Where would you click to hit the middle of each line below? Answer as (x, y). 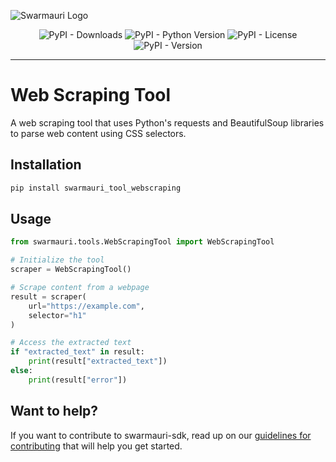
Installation (46, 165)
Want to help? (54, 411)
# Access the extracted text (71, 343)
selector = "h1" (57, 315)
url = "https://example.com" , (86, 306)
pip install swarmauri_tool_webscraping (96, 188)
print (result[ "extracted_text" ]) (98, 361)
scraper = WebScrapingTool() (71, 270)
